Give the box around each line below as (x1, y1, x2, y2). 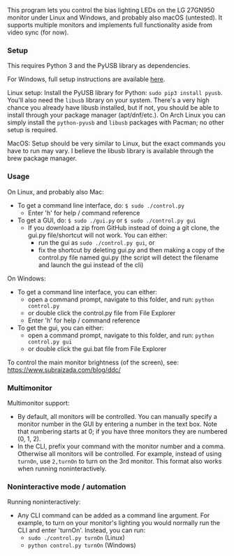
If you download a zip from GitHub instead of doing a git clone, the (27, 223, 220, 231)
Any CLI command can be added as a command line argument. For (17, 511, 210, 520)
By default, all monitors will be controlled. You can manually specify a (17, 412, 218, 420)
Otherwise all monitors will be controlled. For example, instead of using (17, 449, 222, 457)
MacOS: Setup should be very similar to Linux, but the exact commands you (7, 139, 226, 148)
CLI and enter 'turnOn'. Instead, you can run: (17, 526, 146, 534)
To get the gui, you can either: (17, 323, 104, 332)
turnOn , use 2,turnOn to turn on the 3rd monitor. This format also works (17, 457, 222, 465)
